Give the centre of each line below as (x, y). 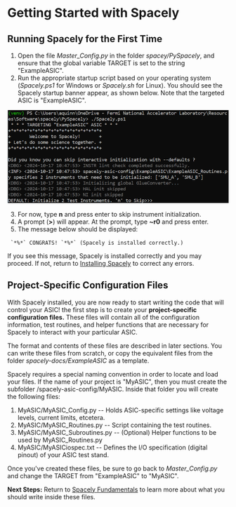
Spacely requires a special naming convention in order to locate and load (113, 374)
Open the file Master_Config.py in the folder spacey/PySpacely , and (116, 55)
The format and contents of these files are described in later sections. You (115, 346)
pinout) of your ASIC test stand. (63, 454)
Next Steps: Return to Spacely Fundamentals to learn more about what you (116, 489)
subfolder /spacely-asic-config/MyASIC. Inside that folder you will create (113, 389)
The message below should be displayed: (78, 229)
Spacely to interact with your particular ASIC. (73, 332)
